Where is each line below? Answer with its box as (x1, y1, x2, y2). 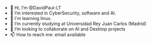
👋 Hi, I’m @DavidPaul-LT (10, 5, 62, 10)
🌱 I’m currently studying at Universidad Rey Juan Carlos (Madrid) (10, 20, 146, 26)
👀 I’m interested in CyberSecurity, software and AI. (10, 10, 116, 16)
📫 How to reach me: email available (10, 31, 86, 37)
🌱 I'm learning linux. (10, 15, 52, 21)
